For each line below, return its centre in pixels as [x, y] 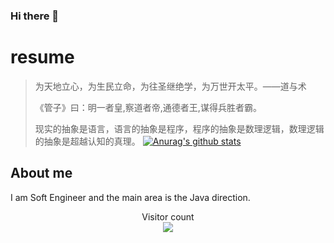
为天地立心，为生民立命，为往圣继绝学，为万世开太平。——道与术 [170, 86]
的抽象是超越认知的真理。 [87, 141]
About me [41, 173]
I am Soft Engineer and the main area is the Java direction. [130, 197]
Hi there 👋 [35, 16]
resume [42, 57]
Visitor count [168, 216]
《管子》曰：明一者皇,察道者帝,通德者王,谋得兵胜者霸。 [148, 107]
